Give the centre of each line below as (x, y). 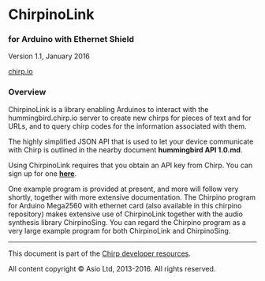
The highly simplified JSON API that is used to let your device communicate (131, 141)
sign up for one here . (43, 173)
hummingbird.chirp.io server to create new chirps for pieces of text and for (130, 118)
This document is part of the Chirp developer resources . (100, 253)
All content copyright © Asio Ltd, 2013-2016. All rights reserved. (112, 268)
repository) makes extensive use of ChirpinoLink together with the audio (125, 214)
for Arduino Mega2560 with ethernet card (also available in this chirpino (125, 205)
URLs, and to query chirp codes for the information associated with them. (127, 126)
